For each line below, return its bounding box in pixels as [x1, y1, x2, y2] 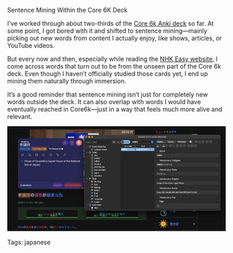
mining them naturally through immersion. [7, 77, 127, 85]
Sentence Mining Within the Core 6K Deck [7, 6, 128, 14]
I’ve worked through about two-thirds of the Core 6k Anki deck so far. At [7, 19, 214, 27]
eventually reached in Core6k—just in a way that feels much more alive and [7, 105, 223, 113]
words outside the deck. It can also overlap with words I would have [7, 98, 201, 106]
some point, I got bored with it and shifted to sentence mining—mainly [7, 27, 208, 35]
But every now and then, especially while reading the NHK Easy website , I [7, 55, 218, 63]
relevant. [7, 112, 33, 121]
